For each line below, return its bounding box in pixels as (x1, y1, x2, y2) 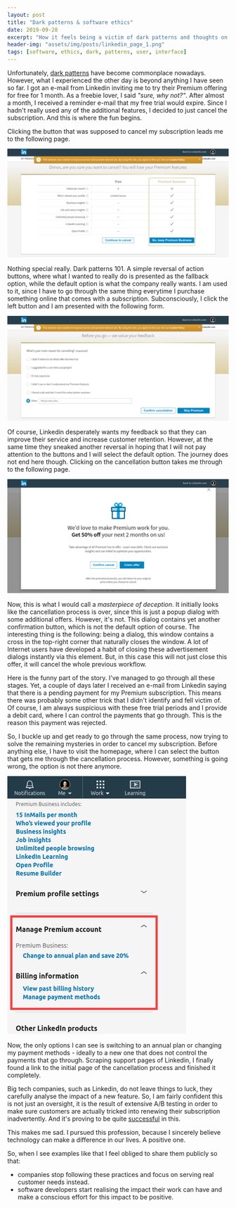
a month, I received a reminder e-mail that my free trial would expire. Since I (7, 99, 227, 107)
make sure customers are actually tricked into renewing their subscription (7, 1107, 221, 1115)
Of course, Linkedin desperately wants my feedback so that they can (7, 427, 207, 436)
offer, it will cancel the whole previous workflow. (7, 660, 147, 668)
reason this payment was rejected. (7, 718, 107, 726)
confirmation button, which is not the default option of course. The (7, 622, 200, 631)
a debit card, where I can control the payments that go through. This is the (7, 711, 223, 719)
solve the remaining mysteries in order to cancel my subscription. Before (7, 739, 218, 748)
